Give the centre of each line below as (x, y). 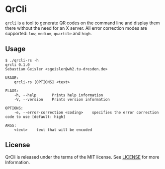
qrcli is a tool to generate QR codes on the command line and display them (82, 23)
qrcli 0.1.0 (17, 65)
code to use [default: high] (35, 117)
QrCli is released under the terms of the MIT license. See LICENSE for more (82, 157)
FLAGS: (12, 91)
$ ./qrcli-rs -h (22, 60)
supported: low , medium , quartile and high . (48, 33)
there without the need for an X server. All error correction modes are (76, 28)
